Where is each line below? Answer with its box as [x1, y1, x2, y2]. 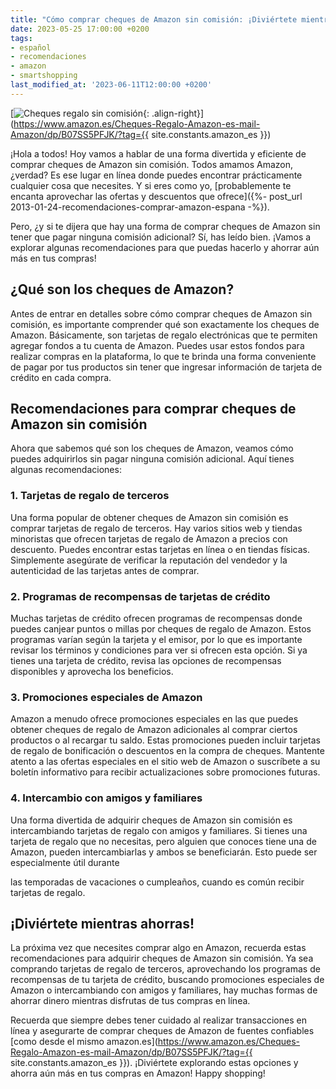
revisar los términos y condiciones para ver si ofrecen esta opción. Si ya [10, 644, 308, 656]
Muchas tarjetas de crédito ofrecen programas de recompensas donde [10, 612, 303, 624]
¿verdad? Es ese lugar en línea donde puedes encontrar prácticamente [10, 169, 303, 181]
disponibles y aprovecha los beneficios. [10, 665, 174, 677]
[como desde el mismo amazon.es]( [10, 1036, 158, 1048]
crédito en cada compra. [10, 371, 112, 383]
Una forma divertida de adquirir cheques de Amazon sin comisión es [10, 814, 293, 826]
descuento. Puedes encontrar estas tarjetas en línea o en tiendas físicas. [10, 543, 311, 555]
